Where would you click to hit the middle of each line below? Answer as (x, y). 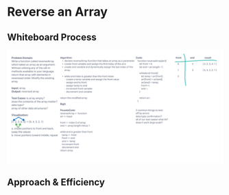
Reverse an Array (58, 12)
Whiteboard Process (52, 37)
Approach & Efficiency (56, 182)
